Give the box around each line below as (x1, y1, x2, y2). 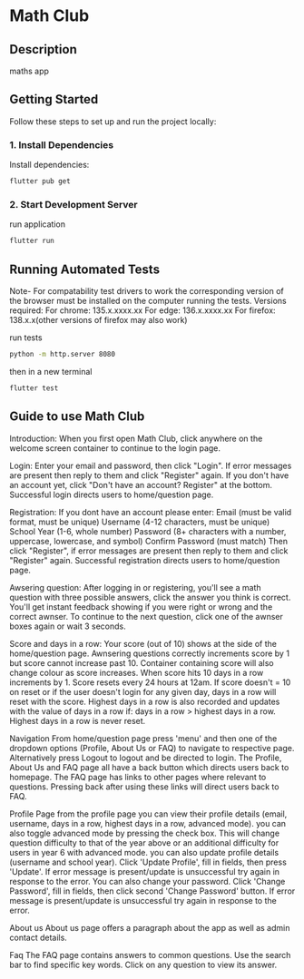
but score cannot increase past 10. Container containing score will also (9, 657, 274, 668)
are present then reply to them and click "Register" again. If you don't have (9, 469, 289, 481)
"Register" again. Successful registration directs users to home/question (9, 554, 280, 565)
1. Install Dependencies (9, 138, 114, 151)
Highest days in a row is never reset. (9, 715, 146, 726)
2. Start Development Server (9, 198, 138, 210)
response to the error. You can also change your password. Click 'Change (9, 876, 286, 886)
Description (9, 42, 77, 57)
